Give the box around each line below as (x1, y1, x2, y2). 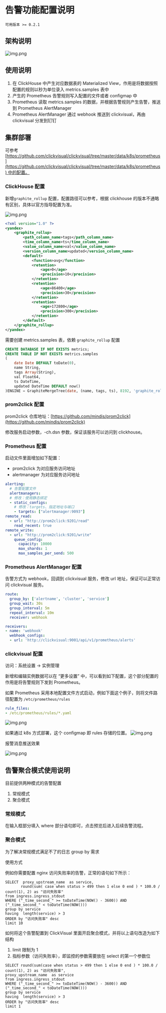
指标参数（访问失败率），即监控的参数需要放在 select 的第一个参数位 (12, 953, 151, 959)
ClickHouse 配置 (5, 183, 45, 190)
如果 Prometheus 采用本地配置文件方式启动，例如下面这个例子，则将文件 (5, 690, 154, 696)
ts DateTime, (14, 379, 41, 384)
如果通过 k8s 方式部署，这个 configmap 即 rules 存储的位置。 (5, 730, 130, 736)
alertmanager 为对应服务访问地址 (12, 472, 80, 478)
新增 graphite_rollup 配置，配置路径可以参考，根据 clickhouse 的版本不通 (5, 195, 155, 201)
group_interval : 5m (9, 605, 50, 611)
